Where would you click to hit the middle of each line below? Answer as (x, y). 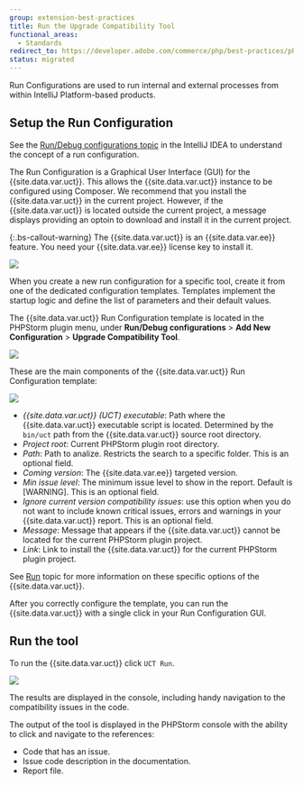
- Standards (40, 43)
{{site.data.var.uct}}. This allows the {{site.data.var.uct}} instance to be (141, 181)
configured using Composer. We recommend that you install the (128, 191)
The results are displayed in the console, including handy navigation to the (147, 697)
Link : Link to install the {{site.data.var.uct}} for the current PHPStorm (150, 549)
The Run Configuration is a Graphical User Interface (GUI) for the (130, 171)
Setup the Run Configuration (92, 123)
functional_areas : (44, 34)
